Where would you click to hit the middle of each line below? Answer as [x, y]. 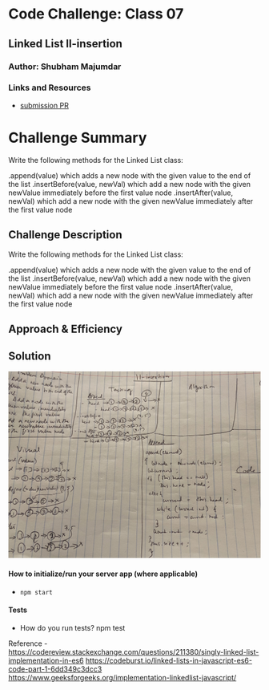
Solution [30, 357]
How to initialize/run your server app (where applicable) [103, 574]
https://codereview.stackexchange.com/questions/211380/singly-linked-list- [134, 651]
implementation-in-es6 [46, 660]
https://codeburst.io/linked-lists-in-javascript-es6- [169, 660]
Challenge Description [65, 235]
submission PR [44, 105]
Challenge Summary [78, 138]
